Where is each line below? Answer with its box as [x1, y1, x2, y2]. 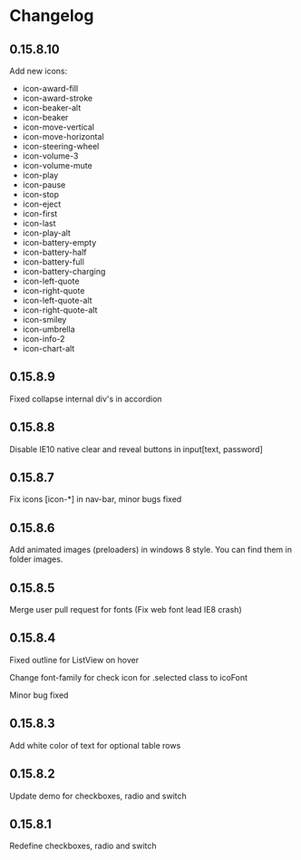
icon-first [22, 208, 58, 218]
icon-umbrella [22, 324, 75, 334]
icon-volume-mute [22, 160, 92, 170]
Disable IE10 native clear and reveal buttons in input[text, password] [9, 443, 263, 454]
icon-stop [22, 189, 60, 199]
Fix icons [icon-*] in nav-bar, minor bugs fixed [9, 494, 182, 505]
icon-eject [22, 198, 62, 209]
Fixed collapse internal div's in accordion [9, 393, 162, 404]
